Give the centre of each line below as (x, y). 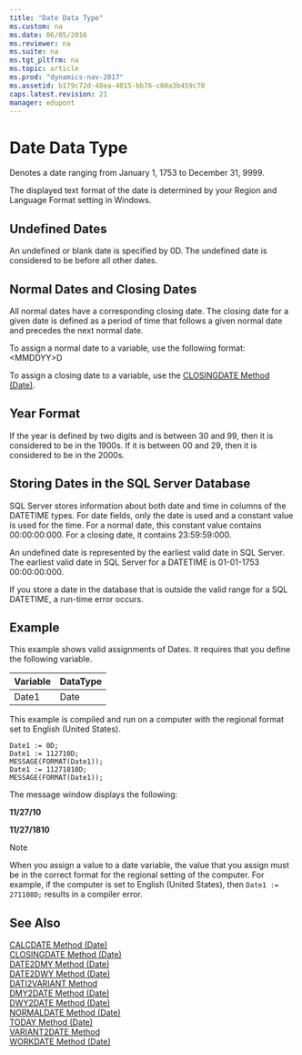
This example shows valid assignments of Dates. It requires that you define (150, 650)
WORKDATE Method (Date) (60, 1042)
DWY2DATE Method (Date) (60, 1003)
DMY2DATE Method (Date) (60, 993)
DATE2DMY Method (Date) (60, 964)
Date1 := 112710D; (44, 754)
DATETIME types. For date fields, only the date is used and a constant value (151, 515)
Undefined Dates (58, 229)
